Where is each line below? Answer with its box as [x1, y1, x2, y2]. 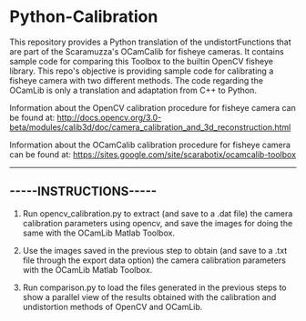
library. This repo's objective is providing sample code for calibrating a [9, 65, 274, 76]
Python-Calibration [9, 6, 158, 27]
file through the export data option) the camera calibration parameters [22, 255, 287, 266]
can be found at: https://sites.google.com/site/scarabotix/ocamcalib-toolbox [9, 148, 297, 160]
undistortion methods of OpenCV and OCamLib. [22, 301, 203, 312]
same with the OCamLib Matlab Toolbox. [22, 227, 176, 238]
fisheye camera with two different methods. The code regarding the [9, 75, 264, 85]
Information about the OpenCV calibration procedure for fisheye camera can [9, 102, 296, 113]
